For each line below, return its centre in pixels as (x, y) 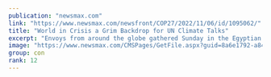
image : (19, 46)
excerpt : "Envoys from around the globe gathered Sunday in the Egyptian (135, 38)
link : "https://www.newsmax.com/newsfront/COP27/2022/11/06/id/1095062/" (135, 23)
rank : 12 (23, 61)
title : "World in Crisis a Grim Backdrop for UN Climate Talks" (119, 30)
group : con (27, 53)
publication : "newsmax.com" (56, 16)
